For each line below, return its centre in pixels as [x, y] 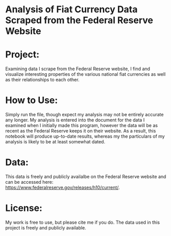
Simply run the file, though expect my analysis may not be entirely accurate [84, 115]
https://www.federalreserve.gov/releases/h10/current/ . [63, 187]
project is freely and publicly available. [46, 228]
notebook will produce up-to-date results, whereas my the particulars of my [85, 136]
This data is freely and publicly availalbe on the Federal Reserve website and [86, 177]
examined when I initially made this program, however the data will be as [82, 125]
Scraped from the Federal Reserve [79, 20]
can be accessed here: [29, 182]
